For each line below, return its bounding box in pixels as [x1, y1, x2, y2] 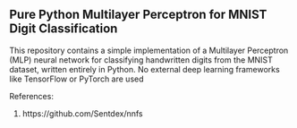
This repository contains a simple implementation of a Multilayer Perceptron [9, 45, 289, 55]
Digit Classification [9, 21, 118, 37]
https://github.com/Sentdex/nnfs [21, 107, 143, 119]
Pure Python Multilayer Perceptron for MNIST [9, 7, 267, 22]
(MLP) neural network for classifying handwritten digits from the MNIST [9, 54, 273, 65]
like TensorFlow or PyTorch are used [9, 73, 145, 84]
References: [9, 90, 54, 101]
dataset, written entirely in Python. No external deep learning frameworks [9, 64, 280, 74]
